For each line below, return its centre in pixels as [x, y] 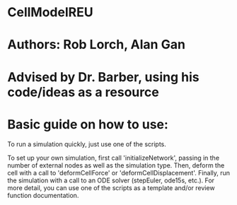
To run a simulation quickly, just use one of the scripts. [87, 144]
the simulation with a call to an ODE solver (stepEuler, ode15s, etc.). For [111, 180]
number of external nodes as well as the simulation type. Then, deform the [116, 165]
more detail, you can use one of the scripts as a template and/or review [111, 187]
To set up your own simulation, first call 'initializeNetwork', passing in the [114, 158]
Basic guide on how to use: [88, 124]
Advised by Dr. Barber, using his [103, 77]
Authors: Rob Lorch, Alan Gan [97, 45]
